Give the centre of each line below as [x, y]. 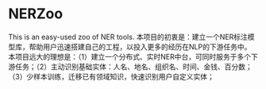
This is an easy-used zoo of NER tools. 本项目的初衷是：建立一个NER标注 [128, 37]
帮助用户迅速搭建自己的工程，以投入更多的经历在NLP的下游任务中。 [140, 46]
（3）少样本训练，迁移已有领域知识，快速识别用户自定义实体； [111, 76]
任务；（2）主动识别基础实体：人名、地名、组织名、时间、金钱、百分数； [133, 66]
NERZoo [36, 14]
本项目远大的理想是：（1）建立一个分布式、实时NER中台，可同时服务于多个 [130, 56]
